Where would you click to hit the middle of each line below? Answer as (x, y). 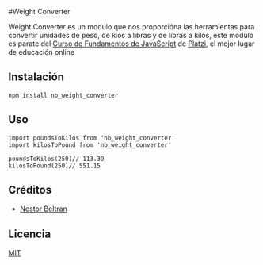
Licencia (30, 234)
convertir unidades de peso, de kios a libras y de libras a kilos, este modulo (131, 35)
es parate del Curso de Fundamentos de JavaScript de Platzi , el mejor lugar (131, 44)
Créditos (30, 190)
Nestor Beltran (43, 209)
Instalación (36, 77)
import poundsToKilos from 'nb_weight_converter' (92, 138)
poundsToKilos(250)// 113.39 (56, 159)
